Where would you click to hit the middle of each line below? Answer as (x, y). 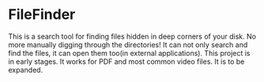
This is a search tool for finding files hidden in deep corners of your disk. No (132, 36)
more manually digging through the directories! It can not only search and (128, 44)
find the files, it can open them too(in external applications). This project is (129, 53)
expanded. (26, 69)
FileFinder (42, 15)
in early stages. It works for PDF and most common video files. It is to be (126, 61)
